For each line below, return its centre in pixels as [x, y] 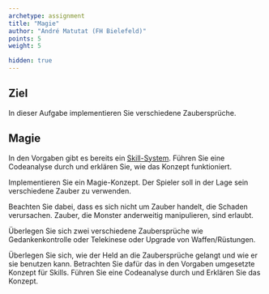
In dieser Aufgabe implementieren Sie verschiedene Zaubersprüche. [122, 113]
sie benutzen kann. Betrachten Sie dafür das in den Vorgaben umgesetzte [132, 263]
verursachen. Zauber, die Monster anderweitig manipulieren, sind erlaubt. [131, 215]
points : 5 [25, 38]
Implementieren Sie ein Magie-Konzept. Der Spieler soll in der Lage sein [128, 182]
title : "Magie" [34, 23]
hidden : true [30, 61]
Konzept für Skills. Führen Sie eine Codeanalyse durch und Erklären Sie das [134, 272]
